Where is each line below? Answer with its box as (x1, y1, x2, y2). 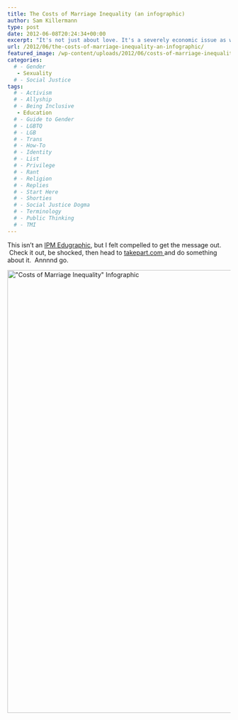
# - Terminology (13, 208, 62, 215)
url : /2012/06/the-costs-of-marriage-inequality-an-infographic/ (7, 43, 204, 50)
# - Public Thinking (13, 215, 74, 222)
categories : (7, 57, 42, 64)
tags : (7, 83, 23, 90)
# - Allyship (13, 96, 52, 103)
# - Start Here (13, 189, 59, 196)
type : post (7, 23, 40, 30)
